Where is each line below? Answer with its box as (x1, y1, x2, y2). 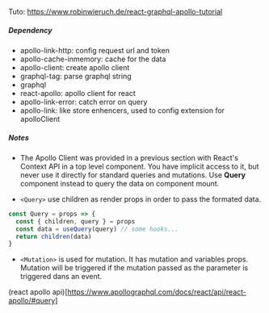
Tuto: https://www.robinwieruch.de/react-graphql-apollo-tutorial (8, 7, 223, 16)
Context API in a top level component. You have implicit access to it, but (19, 161, 260, 171)
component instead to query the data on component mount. (19, 178, 220, 188)
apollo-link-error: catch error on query (19, 97, 148, 106)
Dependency (8, 25, 53, 35)
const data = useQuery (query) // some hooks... (15, 225, 179, 233)
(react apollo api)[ (8, 287, 68, 297)
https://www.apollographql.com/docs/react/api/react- (67, 287, 247, 297)
